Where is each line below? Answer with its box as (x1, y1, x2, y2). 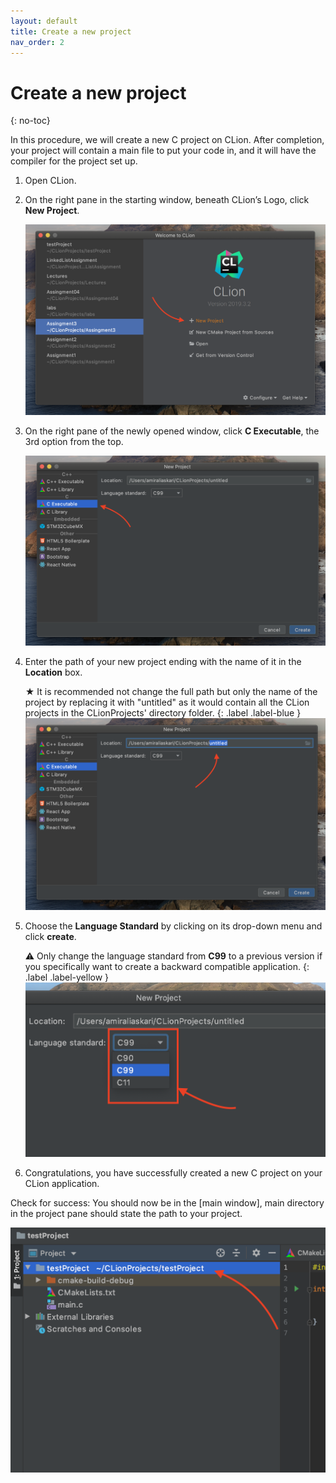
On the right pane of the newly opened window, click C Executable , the (24, 425, 320, 437)
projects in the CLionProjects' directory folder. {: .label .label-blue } (24, 707, 302, 719)
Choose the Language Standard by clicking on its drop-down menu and (24, 920, 323, 932)
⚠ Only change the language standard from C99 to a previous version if (24, 950, 323, 962)
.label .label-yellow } (24, 971, 110, 983)
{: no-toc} (10, 115, 51, 127)
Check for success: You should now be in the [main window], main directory (10, 1197, 325, 1209)
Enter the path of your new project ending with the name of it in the (24, 656, 302, 667)
